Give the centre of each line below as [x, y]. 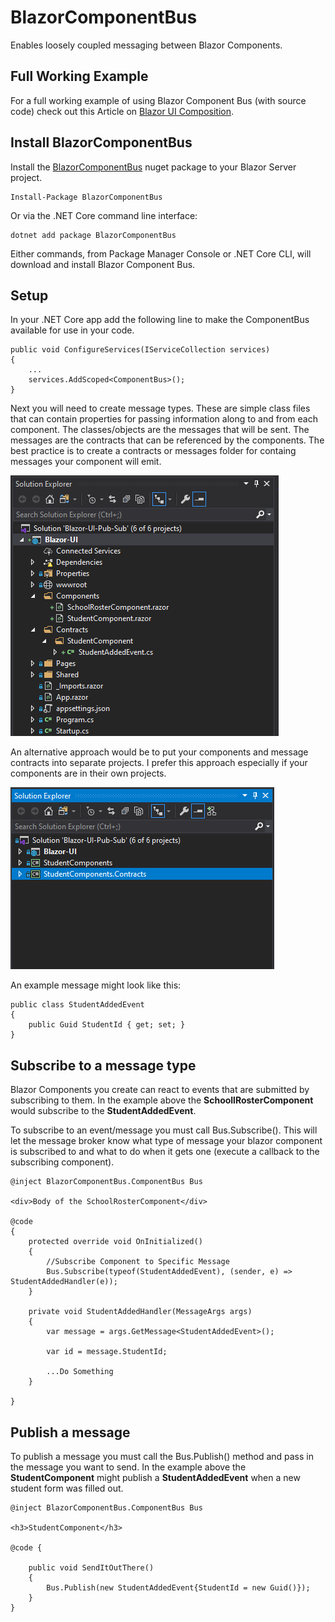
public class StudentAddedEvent [77, 1005]
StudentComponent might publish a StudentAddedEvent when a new [155, 1477]
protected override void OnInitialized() [115, 1242]
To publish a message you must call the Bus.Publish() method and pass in [162, 1456]
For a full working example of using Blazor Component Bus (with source [158, 100]
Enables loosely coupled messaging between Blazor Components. [146, 45]
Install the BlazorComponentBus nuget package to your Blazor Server [153, 167]
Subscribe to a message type [103, 1065]
